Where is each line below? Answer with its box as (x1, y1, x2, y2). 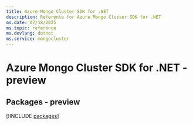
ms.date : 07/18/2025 (6, 19, 57, 25)
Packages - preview (6, 97, 80, 107)
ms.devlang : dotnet (6, 31, 54, 36)
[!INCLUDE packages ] (6, 113, 59, 119)
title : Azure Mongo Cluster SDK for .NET (6, 8, 109, 15)
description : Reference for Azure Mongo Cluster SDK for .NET (6, 14, 161, 20)
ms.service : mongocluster (6, 36, 69, 42)
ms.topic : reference (6, 25, 57, 31)
